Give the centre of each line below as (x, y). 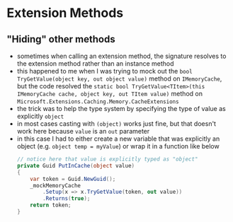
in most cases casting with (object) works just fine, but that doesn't (116, 124)
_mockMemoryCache (55, 185)
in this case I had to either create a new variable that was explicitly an (118, 139)
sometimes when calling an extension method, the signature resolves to (121, 56)
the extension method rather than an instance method (95, 64)
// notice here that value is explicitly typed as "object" (107, 159)
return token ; (51, 205)
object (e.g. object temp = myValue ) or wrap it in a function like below (118, 146)
